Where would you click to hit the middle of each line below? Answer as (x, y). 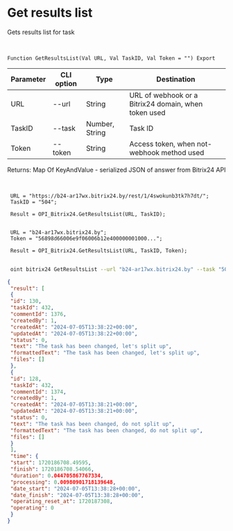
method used (183, 152)
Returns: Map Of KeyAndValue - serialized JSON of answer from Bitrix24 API (116, 170)
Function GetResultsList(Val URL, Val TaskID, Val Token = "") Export (111, 58)
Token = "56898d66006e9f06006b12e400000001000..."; (86, 238)
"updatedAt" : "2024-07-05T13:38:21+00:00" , (74, 411)
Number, (101, 124)
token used (147, 113)
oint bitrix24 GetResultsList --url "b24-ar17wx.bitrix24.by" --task (113, 269)
